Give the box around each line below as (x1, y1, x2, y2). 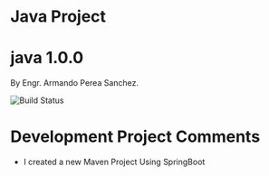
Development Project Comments (10, 126, 261, 147)
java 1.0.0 (10, 48, 84, 69)
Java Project (10, 6, 107, 27)
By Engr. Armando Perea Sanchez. (10, 78, 139, 88)
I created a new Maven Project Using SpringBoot (23, 156, 206, 168)
